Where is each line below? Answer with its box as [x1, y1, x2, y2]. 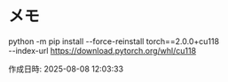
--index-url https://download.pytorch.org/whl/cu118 [8, 45, 197, 56]
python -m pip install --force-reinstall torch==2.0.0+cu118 [8, 35, 219, 47]
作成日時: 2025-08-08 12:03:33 [8, 63, 124, 74]
